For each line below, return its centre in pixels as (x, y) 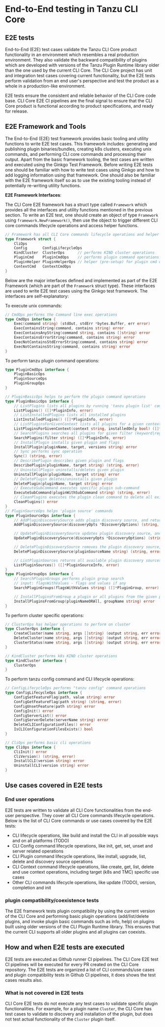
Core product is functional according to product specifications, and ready (80, 106)
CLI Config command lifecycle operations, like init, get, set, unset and (82, 846)
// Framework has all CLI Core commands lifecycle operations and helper (82, 235)
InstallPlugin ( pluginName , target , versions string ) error (76, 447)
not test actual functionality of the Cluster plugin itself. (60, 1019)
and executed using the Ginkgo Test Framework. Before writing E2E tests (79, 164)
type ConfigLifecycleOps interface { (44, 693)
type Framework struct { (30, 239)
